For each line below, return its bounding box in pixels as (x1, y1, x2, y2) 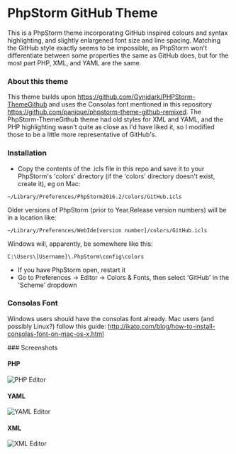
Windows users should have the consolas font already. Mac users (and (7, 314, 215, 323)
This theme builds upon (7, 92, 77, 101)
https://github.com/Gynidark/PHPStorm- (77, 92, 196, 101)
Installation (7, 148, 47, 158)
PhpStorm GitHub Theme (7, 5, 158, 21)
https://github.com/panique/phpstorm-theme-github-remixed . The (7, 108, 202, 117)
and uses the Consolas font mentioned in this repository (48, 100, 213, 109)
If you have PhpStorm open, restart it (17, 265, 126, 274)
